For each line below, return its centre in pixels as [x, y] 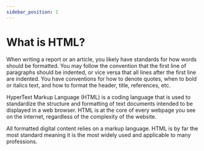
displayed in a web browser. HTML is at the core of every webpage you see [101, 110]
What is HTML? [46, 42]
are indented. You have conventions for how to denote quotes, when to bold [101, 79]
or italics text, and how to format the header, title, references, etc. [89, 85]
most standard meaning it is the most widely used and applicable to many [99, 134]
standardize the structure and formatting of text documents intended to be [100, 103]
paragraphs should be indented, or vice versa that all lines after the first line [101, 72]
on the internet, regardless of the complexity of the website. [82, 116]
